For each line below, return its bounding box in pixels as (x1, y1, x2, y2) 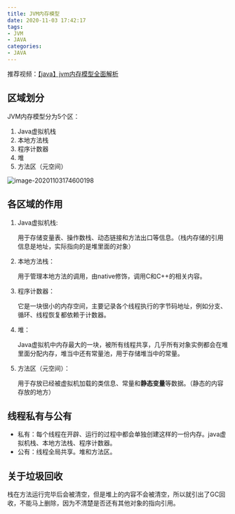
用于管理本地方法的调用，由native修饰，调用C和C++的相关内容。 (17, 272, 206, 280)
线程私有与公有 (7, 410, 72, 422)
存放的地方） (17, 388, 55, 396)
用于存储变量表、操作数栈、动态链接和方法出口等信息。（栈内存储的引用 (17, 233, 224, 242)
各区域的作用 (7, 198, 63, 211)
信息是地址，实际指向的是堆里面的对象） (17, 242, 135, 250)
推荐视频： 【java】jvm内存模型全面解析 (7, 70, 119, 78)
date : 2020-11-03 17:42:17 (7, 17, 86, 24)
